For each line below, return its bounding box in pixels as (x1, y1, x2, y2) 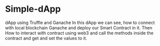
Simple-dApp (5, 3, 61, 15)
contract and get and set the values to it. (5, 35, 88, 41)
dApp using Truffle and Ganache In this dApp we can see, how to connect (5, 20, 155, 25)
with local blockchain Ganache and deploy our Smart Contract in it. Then (5, 24, 153, 30)
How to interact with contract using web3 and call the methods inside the (5, 30, 154, 36)
